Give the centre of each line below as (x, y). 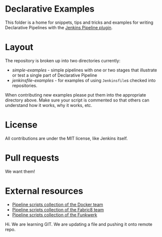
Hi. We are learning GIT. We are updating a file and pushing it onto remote (79, 224)
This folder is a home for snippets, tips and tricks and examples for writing (79, 22)
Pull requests (32, 158)
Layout (19, 47)
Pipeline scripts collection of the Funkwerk (55, 215)
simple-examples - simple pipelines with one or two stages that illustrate (85, 70)
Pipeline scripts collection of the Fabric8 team (58, 209)
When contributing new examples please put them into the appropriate (76, 95)
